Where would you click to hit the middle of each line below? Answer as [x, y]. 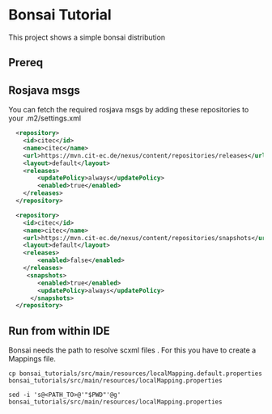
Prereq [25, 63]
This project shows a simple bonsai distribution [87, 37]
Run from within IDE [59, 330]
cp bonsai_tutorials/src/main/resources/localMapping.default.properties [136, 374]
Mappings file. [32, 359]
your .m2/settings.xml [45, 118]
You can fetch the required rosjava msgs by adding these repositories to [129, 110]
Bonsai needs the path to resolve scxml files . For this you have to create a [132, 350]
